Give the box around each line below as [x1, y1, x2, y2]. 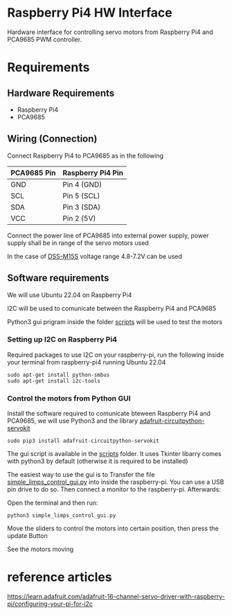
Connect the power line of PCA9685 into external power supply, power [7, 231, 209, 239]
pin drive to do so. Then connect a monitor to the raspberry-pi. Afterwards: [7, 485, 222, 494]
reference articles [7, 569, 112, 585]
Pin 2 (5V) [62, 213, 96, 223]
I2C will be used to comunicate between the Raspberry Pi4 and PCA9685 [7, 304, 217, 312]
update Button [7, 532, 48, 540]
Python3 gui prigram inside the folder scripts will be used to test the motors [7, 317, 223, 326]
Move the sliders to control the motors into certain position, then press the [7, 524, 220, 532]
